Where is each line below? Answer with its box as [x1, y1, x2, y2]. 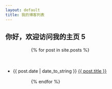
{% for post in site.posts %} [30, 47, 90, 53]
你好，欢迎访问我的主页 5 [5, 32, 86, 41]
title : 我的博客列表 [5, 12, 45, 17]
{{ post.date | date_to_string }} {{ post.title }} [12, 68, 107, 74]
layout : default [5, 7, 40, 13]
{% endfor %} [30, 79, 61, 85]
